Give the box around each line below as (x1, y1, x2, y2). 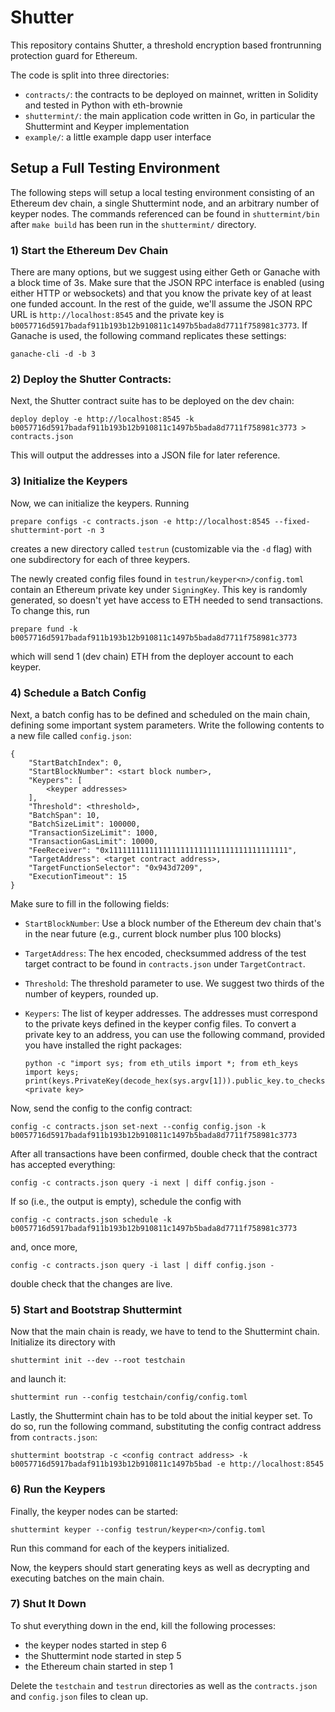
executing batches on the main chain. (10, 1572, 165, 1584)
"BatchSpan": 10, (28, 810, 101, 820)
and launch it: (10, 1373, 67, 1385)
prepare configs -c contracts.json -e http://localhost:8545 (10, 516, 271, 526)
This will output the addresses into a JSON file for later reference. (10, 449, 281, 461)
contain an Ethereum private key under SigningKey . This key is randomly (10, 583, 308, 595)
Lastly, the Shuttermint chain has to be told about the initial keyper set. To (10, 1410, 313, 1422)
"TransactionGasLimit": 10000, (28, 836, 159, 846)
